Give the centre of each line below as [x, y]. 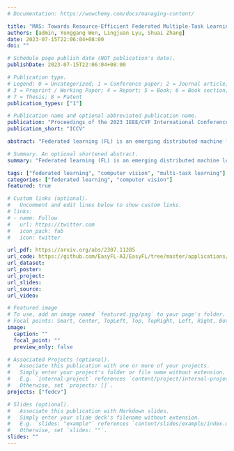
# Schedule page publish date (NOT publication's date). [92, 59]
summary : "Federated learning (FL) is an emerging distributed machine [113, 160]
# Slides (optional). [39, 404]
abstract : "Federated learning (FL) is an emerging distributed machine [115, 142]
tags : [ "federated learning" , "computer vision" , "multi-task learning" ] [117, 173]
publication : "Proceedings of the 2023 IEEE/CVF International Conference [118, 123]
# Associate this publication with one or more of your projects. [109, 366]
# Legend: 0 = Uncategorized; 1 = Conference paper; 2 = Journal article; [118, 84]
